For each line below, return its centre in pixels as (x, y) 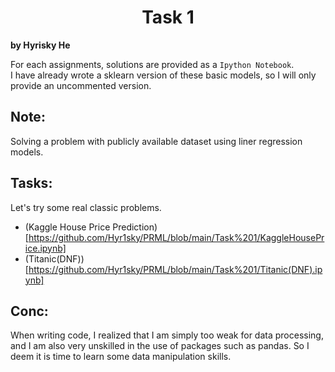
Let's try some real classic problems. (86, 207)
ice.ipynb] (45, 248)
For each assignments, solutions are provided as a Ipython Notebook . (152, 64)
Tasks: (31, 183)
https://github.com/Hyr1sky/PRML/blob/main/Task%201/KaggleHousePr (176, 237)
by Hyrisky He (40, 45)
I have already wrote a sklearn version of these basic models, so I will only (163, 75)
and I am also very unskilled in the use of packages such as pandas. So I (160, 346)
